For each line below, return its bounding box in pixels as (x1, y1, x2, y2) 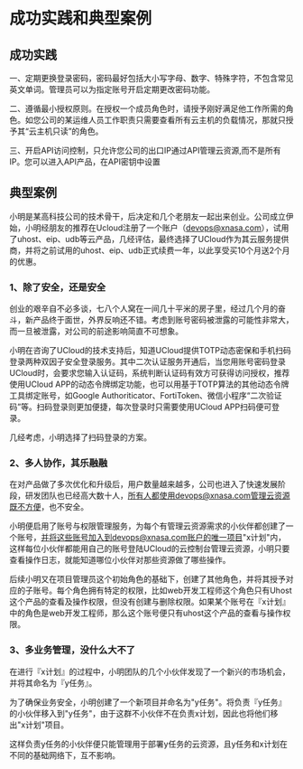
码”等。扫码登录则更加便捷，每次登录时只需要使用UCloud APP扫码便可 (9, 401, 272, 412)
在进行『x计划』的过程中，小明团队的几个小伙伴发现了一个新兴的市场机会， (9, 666, 290, 677)
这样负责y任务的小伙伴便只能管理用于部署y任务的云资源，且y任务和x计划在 (9, 738, 289, 749)
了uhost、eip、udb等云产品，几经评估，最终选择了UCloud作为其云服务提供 (9, 233, 289, 244)
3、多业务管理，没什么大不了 (9, 643, 136, 656)
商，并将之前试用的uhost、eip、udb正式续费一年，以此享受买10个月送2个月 (9, 245, 290, 256)
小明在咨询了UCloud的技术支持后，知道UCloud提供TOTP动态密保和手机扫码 (9, 345, 291, 356)
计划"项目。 (25, 719, 69, 730)
